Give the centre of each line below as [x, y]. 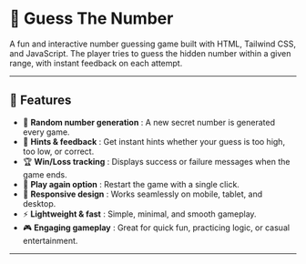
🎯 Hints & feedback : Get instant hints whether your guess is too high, [153, 141]
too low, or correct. [58, 151]
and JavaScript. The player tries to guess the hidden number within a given [150, 53]
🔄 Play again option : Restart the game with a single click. [131, 184]
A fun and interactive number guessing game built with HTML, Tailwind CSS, [153, 44]
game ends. [45, 174]
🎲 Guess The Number [92, 19]
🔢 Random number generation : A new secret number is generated [149, 122]
